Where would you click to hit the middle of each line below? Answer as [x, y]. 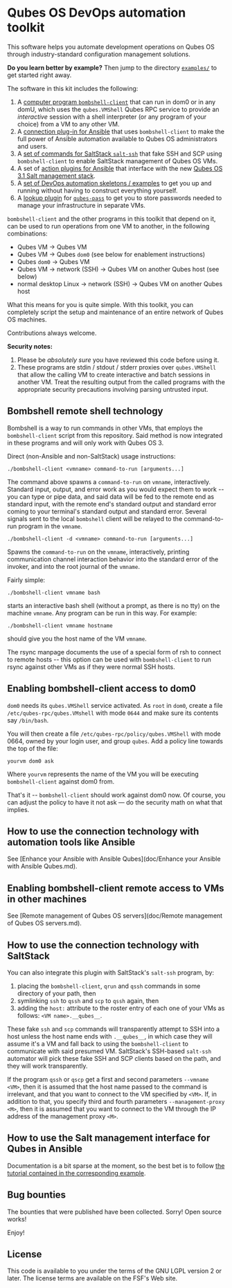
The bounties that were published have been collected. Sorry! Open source [114, 1212]
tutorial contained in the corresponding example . [77, 1173]
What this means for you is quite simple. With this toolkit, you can [100, 304]
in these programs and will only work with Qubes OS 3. [86, 443]
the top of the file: [33, 748]
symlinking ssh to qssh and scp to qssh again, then [88, 1001]
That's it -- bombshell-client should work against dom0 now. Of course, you [116, 795]
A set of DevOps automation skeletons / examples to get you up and [114, 183]
